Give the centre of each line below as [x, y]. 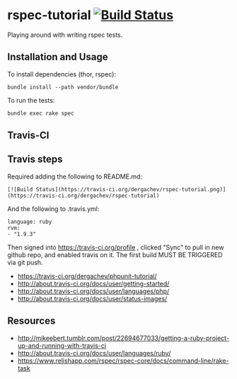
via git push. [25, 262]
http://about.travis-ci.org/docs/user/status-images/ [92, 298]
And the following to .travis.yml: [53, 208]
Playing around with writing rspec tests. [65, 35]
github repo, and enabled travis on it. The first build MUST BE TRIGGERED [115, 254]
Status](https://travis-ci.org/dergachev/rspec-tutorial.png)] [131, 189]
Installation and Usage [58, 57]
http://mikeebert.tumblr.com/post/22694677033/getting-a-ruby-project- [123, 338]
